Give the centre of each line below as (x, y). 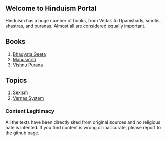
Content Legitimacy (30, 111)
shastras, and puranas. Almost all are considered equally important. (75, 26)
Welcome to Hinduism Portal (51, 8)
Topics (16, 81)
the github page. (22, 133)
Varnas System (28, 98)
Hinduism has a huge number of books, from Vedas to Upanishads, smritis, (83, 20)
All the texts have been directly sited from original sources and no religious (83, 122)
